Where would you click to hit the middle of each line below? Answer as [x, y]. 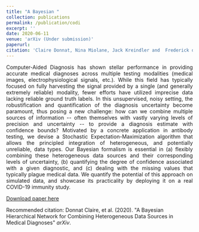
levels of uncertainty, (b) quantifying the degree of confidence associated [99, 161]
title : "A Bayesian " [33, 12]
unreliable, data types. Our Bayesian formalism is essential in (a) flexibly [99, 149]
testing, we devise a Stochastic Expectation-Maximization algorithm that [99, 136]
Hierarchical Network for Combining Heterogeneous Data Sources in [90, 216]
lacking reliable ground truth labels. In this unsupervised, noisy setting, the [99, 98]
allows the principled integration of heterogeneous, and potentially [99, 142]
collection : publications [38, 17]
